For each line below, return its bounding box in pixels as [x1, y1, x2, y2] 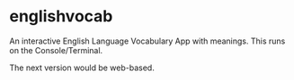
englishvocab [9, 6, 113, 27]
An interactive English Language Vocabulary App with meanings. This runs [9, 36, 286, 46]
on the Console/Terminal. [9, 44, 103, 55]
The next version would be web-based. [9, 62, 155, 73]
